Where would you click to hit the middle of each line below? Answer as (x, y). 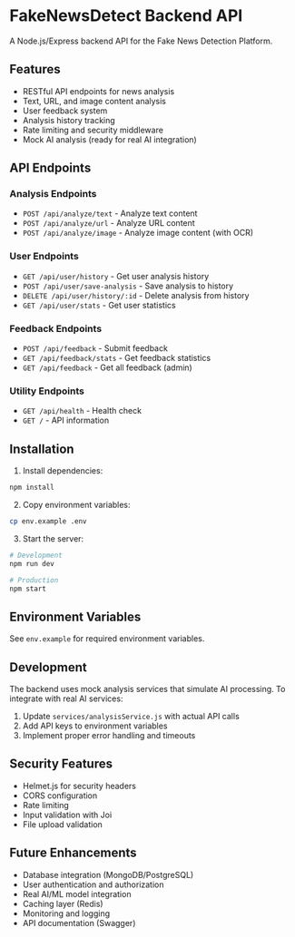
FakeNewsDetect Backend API (126, 16)
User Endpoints (44, 257)
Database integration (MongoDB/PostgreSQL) (108, 874)
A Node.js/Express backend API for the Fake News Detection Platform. (141, 41)
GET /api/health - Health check (82, 411)
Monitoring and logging (66, 913)
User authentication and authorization (93, 884)
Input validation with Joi (67, 815)
